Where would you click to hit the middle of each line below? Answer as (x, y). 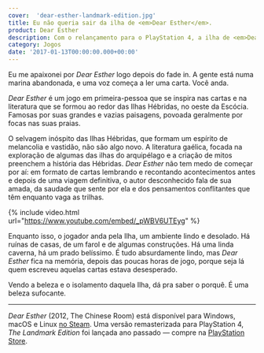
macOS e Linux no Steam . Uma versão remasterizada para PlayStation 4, (126, 324)
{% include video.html (44, 212)
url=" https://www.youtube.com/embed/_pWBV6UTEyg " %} (104, 221)
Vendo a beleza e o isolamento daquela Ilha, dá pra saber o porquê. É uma (128, 285)
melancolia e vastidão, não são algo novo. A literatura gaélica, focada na (125, 147)
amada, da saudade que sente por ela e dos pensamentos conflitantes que (129, 189)
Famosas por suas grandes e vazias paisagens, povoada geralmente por (126, 115)
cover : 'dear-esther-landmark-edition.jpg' (82, 15)
